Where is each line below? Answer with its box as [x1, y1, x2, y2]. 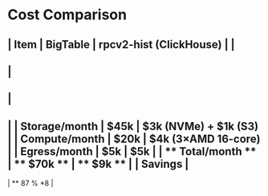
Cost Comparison [7, 6, 128, 24]
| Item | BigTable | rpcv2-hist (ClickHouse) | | [7, 38, 235, 51]
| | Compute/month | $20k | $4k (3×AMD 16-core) [7, 132, 261, 145]
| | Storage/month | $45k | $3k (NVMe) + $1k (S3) [7, 119, 259, 133]
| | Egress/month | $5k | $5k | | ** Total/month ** [7, 145, 257, 158]
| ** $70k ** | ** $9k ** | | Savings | [7, 157, 189, 170]
